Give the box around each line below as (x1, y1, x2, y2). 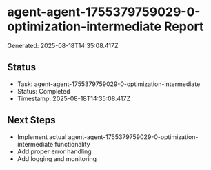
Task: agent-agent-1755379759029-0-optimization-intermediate (17, 80, 201, 88)
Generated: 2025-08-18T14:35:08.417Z (7, 41, 119, 50)
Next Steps (7, 114, 56, 126)
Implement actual (17, 132, 67, 141)
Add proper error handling (17, 147, 92, 156)
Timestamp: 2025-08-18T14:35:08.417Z (17, 94, 131, 103)
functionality (54, 140, 91, 148)
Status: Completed (17, 87, 70, 95)
